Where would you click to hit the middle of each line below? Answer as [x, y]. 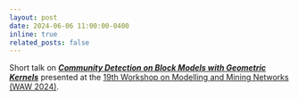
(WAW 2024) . [34, 87]
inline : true [33, 34]
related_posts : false [50, 42]
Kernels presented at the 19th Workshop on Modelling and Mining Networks [149, 78]
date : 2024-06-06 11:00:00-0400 [69, 26]
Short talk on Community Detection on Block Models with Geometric [137, 68]
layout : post [33, 17]
